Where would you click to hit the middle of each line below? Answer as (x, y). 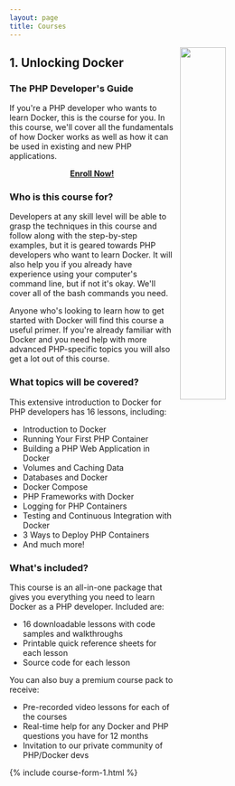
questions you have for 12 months (85, 736)
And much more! (53, 544)
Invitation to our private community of (93, 745)
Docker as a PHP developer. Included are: (87, 607)
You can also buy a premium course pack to (91, 680)
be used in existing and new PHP (71, 146)
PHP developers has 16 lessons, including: (88, 411)
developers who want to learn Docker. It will (91, 255)
